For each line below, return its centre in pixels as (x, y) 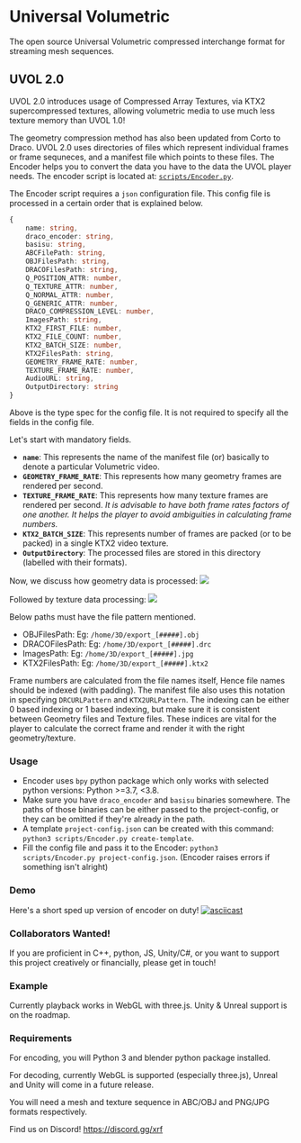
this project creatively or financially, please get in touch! (113, 962)
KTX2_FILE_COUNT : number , (74, 337)
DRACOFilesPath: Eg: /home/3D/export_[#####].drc (117, 644)
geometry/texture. (43, 738)
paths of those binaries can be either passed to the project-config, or (150, 810)
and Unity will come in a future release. (82, 1085)
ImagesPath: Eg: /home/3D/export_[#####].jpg (108, 653)
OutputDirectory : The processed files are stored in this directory (142, 553)
